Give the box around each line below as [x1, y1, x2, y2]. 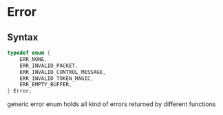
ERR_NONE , [19, 55, 48, 62]
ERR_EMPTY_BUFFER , [19, 81, 72, 88]
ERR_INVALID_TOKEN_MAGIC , [19, 75, 94, 82]
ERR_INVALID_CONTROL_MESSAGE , [19, 68, 107, 75]
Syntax [7, 31, 39, 43]
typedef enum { [7, 49, 51, 56]
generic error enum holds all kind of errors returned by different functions [7, 100, 216, 108]
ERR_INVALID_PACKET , [19, 62, 78, 69]
